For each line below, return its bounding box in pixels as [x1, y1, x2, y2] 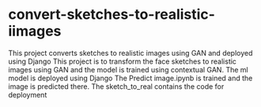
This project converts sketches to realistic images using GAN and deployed [8, 48, 253, 57]
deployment [8, 90, 47, 99]
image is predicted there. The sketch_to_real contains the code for [8, 81, 225, 91]
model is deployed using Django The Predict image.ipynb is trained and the [8, 73, 253, 83]
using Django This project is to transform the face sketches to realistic [8, 57, 237, 66]
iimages [8, 22, 62, 40]
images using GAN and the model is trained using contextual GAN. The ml [8, 65, 248, 74]
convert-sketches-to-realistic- [8, 6, 216, 24]
